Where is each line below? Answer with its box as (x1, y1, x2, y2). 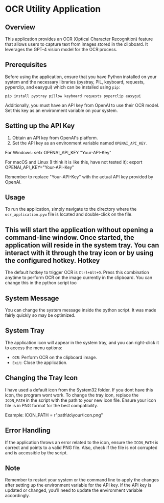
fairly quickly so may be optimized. (5, 312, 76, 318)
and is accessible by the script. (5, 449, 68, 455)
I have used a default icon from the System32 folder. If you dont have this (5, 387, 153, 392)
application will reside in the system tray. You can (5, 241, 159, 249)
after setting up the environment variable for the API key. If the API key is (5, 482, 152, 488)
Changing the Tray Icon (5, 374, 78, 382)
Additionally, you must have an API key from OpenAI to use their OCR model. (5, 102, 160, 108)
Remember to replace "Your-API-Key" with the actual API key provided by (5, 173, 153, 180)
